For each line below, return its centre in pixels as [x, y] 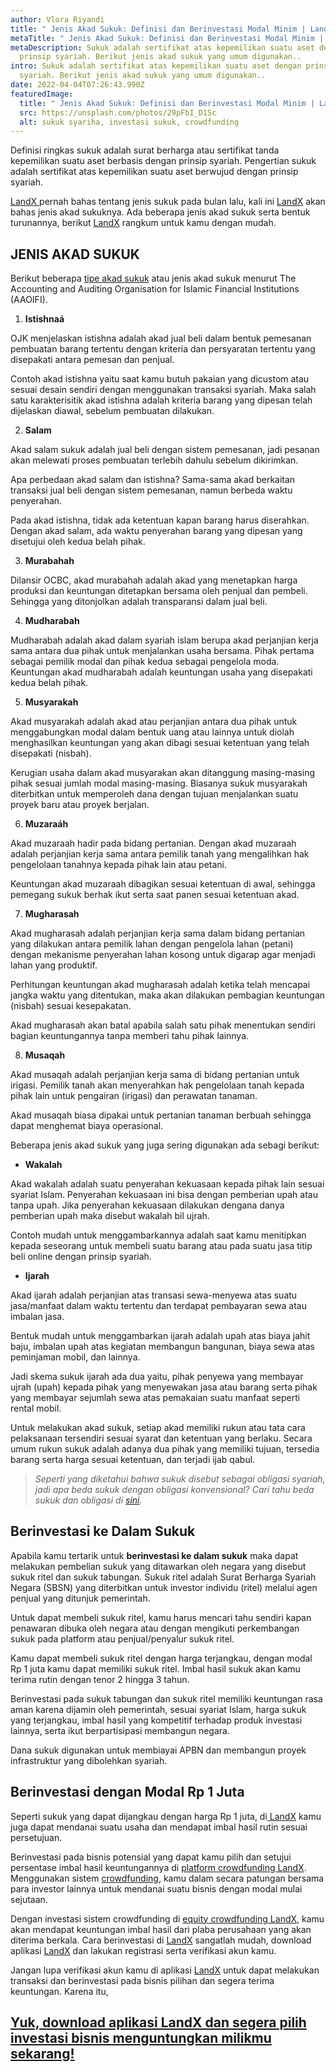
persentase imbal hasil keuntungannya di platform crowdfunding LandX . [158, 1867]
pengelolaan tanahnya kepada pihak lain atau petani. [119, 865]
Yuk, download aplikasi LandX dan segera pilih [158, 2022]
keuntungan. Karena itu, [59, 1991]
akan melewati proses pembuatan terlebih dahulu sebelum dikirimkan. [154, 460]
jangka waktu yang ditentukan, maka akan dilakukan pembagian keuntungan [168, 995]
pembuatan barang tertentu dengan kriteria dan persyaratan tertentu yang [163, 349]
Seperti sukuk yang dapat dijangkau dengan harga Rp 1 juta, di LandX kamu [166, 1816]
